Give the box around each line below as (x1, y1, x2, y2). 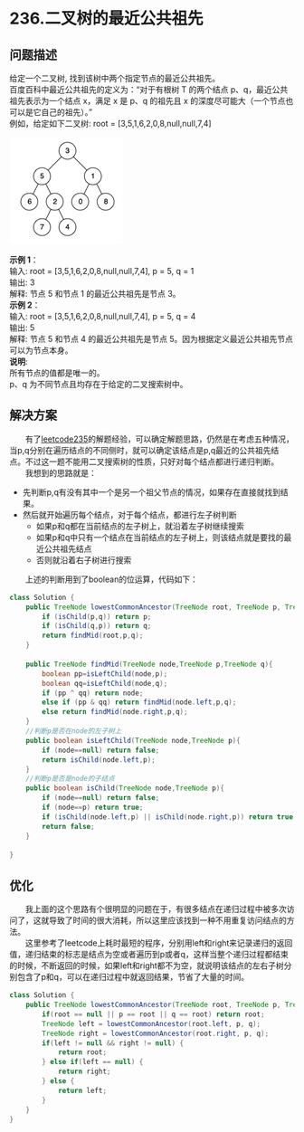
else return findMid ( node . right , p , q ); (42, 708, 188, 717)
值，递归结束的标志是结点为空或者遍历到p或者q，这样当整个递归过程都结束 (9, 949, 290, 960)
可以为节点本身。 (9, 345, 73, 356)
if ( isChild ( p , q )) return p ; (42, 612, 152, 621)
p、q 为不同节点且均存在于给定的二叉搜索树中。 (9, 379, 188, 389)
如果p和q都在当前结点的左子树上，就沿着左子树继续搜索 (35, 520, 244, 531)
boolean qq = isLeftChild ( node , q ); (42, 679, 168, 688)
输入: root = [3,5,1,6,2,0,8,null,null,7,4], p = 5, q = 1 (9, 266, 195, 276)
